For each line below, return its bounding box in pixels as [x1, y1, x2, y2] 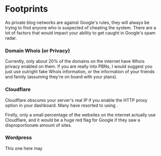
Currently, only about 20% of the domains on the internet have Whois [5, 58, 145, 64]
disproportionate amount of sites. [5, 122, 72, 128]
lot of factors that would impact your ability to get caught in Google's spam [5, 30, 156, 36]
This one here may [5, 145, 43, 151]
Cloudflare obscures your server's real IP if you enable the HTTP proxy [5, 97, 148, 103]
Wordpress [5, 134, 32, 141]
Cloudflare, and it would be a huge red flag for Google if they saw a [5, 117, 141, 123]
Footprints [5, 3, 48, 15]
